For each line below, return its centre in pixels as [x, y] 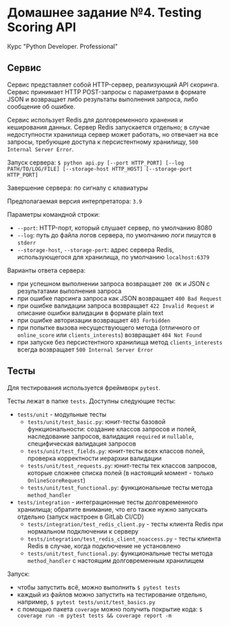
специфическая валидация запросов [82, 443]
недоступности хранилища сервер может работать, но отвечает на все [113, 134]
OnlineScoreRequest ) [56, 480]
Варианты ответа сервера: [46, 270]
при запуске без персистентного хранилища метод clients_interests [119, 342]
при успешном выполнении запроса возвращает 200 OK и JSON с [113, 283]
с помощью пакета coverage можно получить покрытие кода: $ [110, 609]
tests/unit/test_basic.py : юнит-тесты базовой [96, 422]
